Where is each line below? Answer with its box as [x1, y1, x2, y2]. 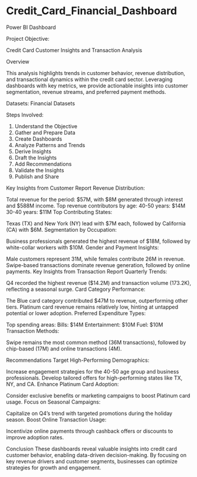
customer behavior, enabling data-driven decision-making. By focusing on [6, 451, 187, 459]
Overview [6, 58, 29, 65]
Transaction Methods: [6, 327, 60, 335]
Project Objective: [6, 35, 50, 42]
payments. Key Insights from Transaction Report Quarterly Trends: [6, 268, 168, 275]
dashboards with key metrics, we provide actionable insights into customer [6, 82, 188, 89]
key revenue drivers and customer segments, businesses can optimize [6, 457, 178, 465]
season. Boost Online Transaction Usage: [6, 416, 107, 423]
